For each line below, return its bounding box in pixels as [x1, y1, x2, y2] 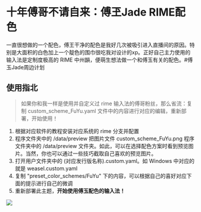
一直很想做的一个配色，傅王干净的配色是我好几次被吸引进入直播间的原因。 [6, 41, 190, 48]
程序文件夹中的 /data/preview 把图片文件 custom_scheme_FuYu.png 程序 [14, 135, 194, 142]
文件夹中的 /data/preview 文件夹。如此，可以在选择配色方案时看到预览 [14, 142, 188, 149]
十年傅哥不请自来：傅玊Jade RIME [6, 5, 175, 19]
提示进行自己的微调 [25, 180, 73, 187]
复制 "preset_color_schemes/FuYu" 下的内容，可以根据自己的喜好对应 [14, 172, 187, 179]
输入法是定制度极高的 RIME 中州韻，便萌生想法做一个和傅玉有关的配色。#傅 [6, 56, 193, 63]
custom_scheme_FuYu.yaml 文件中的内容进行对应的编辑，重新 [28, 107, 181, 114]
